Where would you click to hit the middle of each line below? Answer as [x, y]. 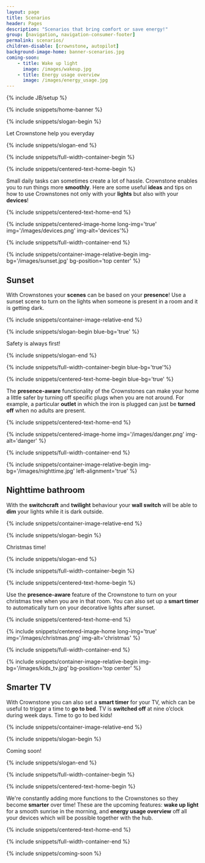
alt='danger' [22, 440]
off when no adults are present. [46, 410]
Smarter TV [29, 688]
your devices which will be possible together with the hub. [80, 818]
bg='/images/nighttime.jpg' [41, 471]
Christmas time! [26, 547]
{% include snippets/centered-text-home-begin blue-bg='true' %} [90, 379]
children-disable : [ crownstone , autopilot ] [63, 47]
